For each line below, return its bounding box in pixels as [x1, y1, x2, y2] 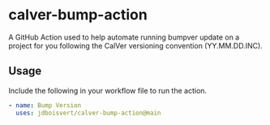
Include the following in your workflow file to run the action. [8, 85, 208, 95]
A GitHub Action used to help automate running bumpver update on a [8, 32, 240, 42]
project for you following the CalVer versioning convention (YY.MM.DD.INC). [8, 40, 264, 50]
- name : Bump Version [8, 101, 82, 110]
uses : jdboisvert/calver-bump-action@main [15, 109, 161, 117]
